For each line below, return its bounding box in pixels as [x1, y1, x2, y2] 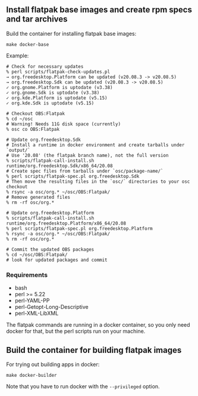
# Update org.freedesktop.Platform [6, 210, 95, 216]
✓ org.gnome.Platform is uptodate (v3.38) [6, 84, 113, 90]
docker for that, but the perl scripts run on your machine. [6, 328, 146, 335]
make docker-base [6, 41, 49, 47]
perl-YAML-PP [14, 297, 50, 304]
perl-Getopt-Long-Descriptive [14, 303, 89, 311]
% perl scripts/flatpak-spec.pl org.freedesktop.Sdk [6, 173, 140, 179]
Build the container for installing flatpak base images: [6, 30, 137, 37]
